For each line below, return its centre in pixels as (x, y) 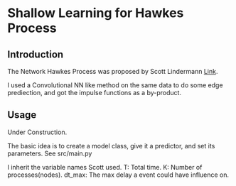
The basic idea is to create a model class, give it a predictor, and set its (111, 146)
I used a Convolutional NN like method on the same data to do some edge (115, 85)
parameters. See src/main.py (50, 153)
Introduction (36, 54)
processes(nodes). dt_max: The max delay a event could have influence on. (118, 175)
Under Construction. (37, 132)
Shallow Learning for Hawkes (96, 13)
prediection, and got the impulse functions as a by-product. (95, 93)
